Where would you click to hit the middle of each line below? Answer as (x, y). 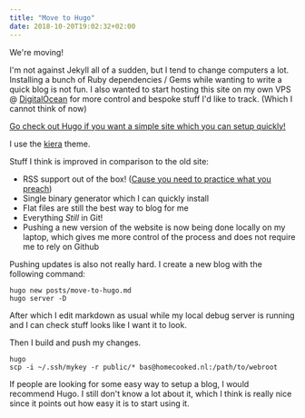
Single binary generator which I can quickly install (116, 198)
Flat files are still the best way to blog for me (105, 208)
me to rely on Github (61, 246)
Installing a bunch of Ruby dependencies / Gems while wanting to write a (146, 79)
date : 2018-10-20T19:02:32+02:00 (73, 26)
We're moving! (36, 52)
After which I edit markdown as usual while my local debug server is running (152, 315)
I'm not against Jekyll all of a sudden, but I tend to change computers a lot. (149, 70)
